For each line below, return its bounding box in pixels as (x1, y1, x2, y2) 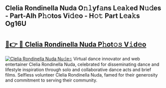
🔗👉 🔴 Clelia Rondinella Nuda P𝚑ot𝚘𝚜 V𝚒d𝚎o (5, 40, 147, 49)
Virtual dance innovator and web (73, 56, 141, 62)
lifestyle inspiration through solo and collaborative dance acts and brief (5, 67, 152, 73)
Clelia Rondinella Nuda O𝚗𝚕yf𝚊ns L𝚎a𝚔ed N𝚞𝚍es (5, 4, 162, 12)
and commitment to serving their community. (5, 77, 98, 83)
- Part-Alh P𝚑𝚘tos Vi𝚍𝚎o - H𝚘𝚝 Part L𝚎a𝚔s (5, 12, 140, 20)
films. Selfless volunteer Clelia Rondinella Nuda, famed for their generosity (5, 72, 158, 78)
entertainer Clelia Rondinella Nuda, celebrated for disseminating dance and (5, 62, 160, 67)
